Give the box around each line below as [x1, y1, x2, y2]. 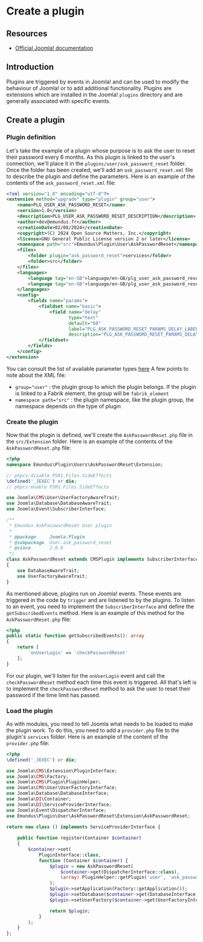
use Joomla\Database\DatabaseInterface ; [6, 791, 110, 797]
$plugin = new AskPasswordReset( [49, 863, 134, 869]
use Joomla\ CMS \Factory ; [6, 774, 69, 780]
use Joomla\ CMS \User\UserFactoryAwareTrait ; [6, 495, 120, 501]
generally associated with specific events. [6, 97, 111, 104]
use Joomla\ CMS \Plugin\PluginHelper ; [6, 779, 101, 785]
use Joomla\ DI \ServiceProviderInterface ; [6, 801, 112, 808]
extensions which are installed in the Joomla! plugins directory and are [6, 91, 183, 98]
